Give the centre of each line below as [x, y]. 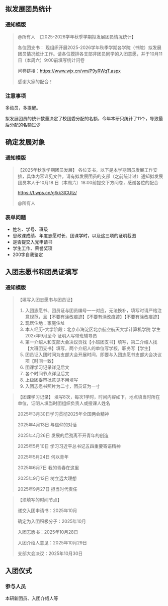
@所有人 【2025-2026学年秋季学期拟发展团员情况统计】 [77, 36]
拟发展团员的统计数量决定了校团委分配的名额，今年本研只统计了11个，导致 [82, 118]
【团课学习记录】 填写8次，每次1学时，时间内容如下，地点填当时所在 [89, 397]
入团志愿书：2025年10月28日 [48, 532]
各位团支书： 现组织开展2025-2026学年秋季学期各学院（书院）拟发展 [90, 47]
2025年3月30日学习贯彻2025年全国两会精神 [63, 414]
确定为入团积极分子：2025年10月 [52, 521]
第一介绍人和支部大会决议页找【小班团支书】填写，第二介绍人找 [91, 342]
